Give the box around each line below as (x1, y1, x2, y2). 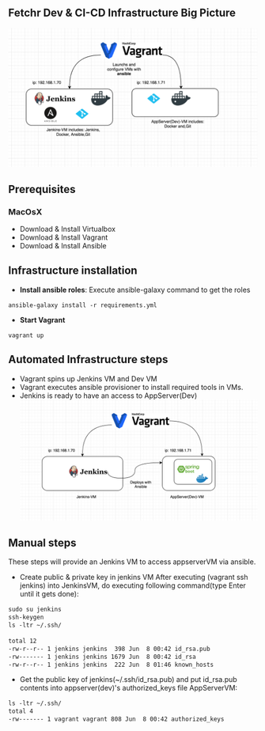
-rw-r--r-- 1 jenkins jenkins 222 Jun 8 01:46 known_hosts (8, 661, 214, 669)
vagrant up (8, 331, 44, 339)
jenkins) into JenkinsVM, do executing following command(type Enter (19, 581, 247, 590)
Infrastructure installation (8, 264, 138, 278)
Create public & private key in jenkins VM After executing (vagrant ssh (19, 573, 248, 582)
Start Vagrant (19, 315, 66, 324)
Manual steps (8, 536, 77, 549)
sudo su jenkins (8, 605, 62, 614)
